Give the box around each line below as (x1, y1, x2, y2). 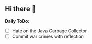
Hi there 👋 (5, 5, 36, 13)
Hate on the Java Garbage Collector (12, 28, 87, 34)
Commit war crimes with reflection (12, 33, 84, 39)
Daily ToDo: (5, 18, 30, 24)
